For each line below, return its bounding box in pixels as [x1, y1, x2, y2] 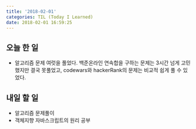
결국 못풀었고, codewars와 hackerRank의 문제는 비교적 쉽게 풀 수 [30, 67, 182, 74]
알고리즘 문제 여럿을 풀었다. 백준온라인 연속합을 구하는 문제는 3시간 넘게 [14, 59, 180, 66]
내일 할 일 [6, 93, 39, 103]
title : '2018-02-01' [6, 8, 57, 15]
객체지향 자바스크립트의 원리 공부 [14, 117, 91, 124]
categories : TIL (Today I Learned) [6, 14, 94, 20]
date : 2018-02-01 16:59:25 [6, 19, 72, 25]
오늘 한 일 [6, 42, 39, 53]
